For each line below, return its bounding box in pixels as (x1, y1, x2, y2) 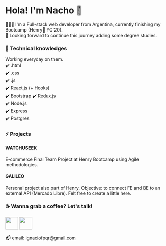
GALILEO (5, 173, 24, 179)
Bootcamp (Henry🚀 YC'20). (5, 26, 63, 33)
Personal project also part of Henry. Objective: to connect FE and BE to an (5, 184, 160, 191)
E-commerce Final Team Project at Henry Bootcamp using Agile (5, 156, 139, 162)
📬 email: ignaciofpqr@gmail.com (5, 235, 76, 241)
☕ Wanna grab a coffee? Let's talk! (5, 203, 93, 210)
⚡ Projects (5, 131, 32, 138)
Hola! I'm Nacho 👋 (5, 5, 82, 16)
